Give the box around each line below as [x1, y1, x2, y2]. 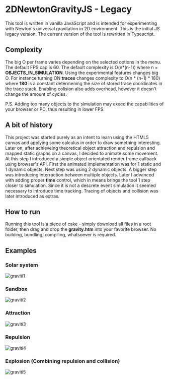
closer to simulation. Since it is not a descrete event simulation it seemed [5, 182, 156, 188]
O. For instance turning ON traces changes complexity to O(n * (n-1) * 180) [5, 75, 160, 81]
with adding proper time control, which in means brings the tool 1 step [5, 177, 151, 183]
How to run [5, 208, 41, 216]
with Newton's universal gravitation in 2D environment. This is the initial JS [5, 25, 160, 31]
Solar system [5, 261, 38, 268]
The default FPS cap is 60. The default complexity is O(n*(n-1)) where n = [5, 64, 158, 70]
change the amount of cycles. [5, 91, 67, 97]
